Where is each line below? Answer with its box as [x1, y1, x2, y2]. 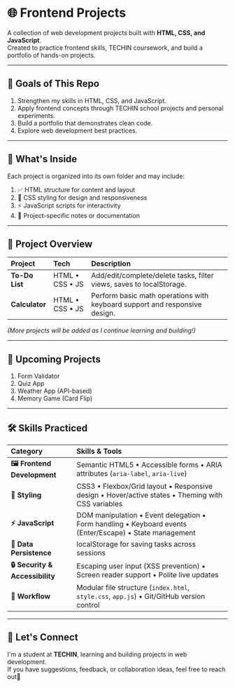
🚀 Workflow [10, 591, 51, 601]
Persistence [10, 548, 52, 558]
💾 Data [10, 539, 34, 548]
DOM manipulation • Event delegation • [76, 511, 206, 520]
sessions [76, 548, 106, 558]
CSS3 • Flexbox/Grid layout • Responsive [76, 482, 213, 491]
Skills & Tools [76, 447, 122, 456]
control [76, 600, 100, 609]
